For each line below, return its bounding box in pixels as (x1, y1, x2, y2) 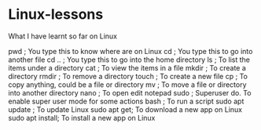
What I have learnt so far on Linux (8, 31, 118, 41)
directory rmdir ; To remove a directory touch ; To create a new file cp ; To (8, 71, 248, 81)
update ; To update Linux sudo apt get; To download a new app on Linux (8, 104, 242, 114)
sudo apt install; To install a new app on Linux (8, 113, 156, 122)
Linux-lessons (8, 5, 104, 23)
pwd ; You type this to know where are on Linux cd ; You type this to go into (8, 46, 253, 56)
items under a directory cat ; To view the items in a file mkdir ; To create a (8, 63, 246, 72)
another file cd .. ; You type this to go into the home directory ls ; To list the (8, 55, 250, 64)
